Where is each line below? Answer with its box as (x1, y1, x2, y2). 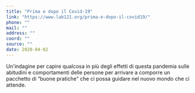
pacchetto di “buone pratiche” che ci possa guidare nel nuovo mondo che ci (6, 75, 190, 82)
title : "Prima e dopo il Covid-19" (6, 8, 93, 15)
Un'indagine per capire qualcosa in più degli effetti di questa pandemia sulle (6, 63, 190, 70)
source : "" (6, 42, 33, 47)
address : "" (6, 30, 35, 36)
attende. (6, 81, 26, 88)
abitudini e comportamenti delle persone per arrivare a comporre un (6, 68, 170, 76)
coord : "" (6, 36, 30, 42)
